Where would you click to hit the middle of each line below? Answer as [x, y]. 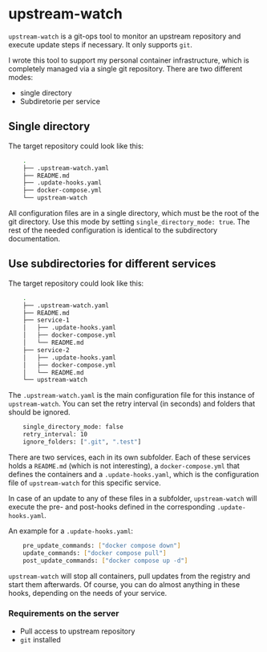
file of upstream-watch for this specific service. [85, 483]
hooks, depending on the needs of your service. [88, 593]
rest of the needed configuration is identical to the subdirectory [113, 230]
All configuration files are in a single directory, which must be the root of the [134, 213]
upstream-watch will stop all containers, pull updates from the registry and [129, 576]
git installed [40, 639]
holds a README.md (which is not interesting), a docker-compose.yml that [124, 465]
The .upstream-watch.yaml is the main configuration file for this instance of [131, 395]
